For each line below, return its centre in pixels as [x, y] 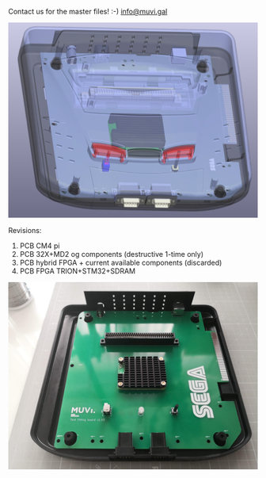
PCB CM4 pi [40, 246]
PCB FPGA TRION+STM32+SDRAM [78, 271]
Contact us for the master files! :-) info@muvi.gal [88, 11]
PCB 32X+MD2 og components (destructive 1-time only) [112, 254]
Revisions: [25, 230]
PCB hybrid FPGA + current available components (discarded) [121, 262]
